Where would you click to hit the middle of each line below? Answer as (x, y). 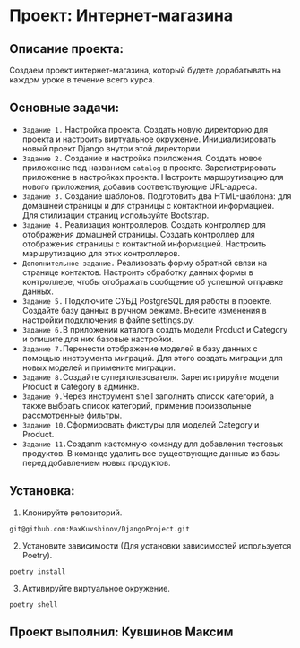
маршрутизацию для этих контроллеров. (101, 253)
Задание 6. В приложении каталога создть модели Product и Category (155, 329)
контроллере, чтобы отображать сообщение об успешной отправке (153, 281)
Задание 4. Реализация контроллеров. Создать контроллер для (144, 224)
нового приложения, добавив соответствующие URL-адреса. (140, 186)
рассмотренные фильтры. (72, 415)
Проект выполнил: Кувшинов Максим (121, 632)
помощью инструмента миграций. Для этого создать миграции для (153, 358)
